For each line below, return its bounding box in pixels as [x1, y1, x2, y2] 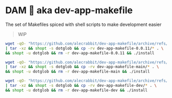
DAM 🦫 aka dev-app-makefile [5, 5, 133, 16]
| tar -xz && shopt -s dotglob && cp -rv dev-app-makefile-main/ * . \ [5, 64, 159, 70]
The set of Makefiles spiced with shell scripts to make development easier [5, 21, 162, 27]
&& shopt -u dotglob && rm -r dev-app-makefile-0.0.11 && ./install [5, 50, 155, 55]
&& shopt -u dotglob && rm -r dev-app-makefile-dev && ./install [5, 87, 147, 93]
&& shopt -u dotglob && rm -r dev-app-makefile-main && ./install [5, 69, 150, 74]
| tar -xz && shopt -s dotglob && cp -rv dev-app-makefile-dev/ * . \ [5, 83, 157, 88]
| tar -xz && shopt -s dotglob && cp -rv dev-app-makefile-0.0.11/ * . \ [5, 46, 164, 51]
